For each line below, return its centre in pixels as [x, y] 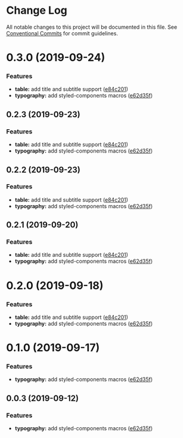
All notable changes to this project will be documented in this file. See [92, 27]
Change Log [37, 10]
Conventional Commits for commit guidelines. [62, 33]
